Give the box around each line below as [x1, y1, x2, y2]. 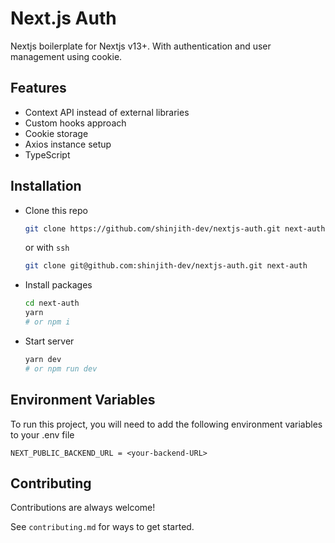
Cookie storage [24, 127, 89, 139]
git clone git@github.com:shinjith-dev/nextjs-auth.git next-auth [24, 261, 308, 271]
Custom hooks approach [24, 117, 127, 129]
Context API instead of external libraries [24, 106, 190, 118]
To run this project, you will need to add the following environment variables [10, 418, 323, 430]
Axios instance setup [24, 138, 112, 150]
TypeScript [24, 148, 71, 161]
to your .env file [10, 428, 75, 441]
